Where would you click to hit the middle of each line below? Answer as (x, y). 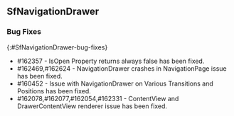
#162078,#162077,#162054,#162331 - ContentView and (98, 98)
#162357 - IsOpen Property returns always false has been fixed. (111, 61)
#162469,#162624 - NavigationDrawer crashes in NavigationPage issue (122, 68)
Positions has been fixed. (54, 91)
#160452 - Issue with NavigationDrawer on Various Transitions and (115, 83)
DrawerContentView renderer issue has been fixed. (92, 106)
